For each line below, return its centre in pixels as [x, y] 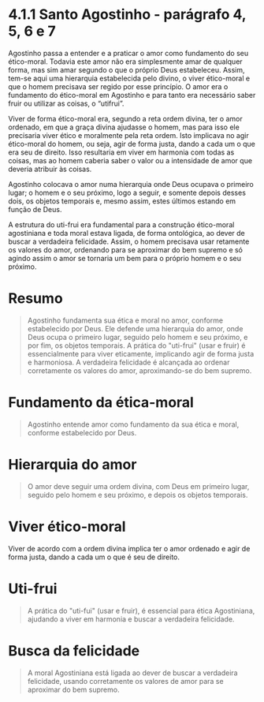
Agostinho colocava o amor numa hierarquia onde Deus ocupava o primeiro [131, 184]
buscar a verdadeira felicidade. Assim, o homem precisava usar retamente [129, 241]
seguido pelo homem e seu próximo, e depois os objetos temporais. [138, 495]
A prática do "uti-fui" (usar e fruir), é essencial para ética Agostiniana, [141, 611]
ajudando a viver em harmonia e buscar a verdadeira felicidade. [131, 619]
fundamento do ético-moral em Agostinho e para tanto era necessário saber [132, 95]
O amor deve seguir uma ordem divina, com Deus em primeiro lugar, [138, 486]
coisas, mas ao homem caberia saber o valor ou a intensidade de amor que [130, 160]
